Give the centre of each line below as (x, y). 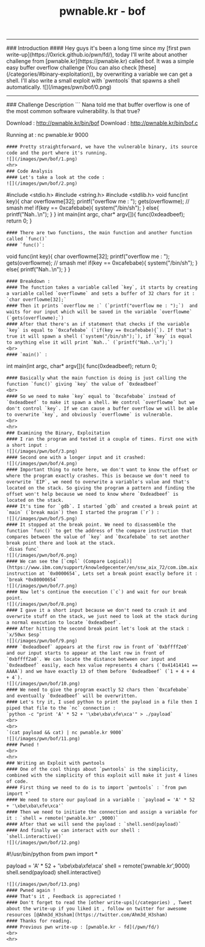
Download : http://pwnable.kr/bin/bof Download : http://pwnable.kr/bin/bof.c (102, 123)
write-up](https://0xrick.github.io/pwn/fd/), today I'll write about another (97, 55)
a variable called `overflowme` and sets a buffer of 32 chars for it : (101, 294)
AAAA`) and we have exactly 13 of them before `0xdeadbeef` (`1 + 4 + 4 (101, 672)
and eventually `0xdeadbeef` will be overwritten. (72, 696)
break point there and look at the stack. (61, 543)
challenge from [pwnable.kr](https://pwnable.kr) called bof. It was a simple (100, 61)
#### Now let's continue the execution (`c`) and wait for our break (97, 592)
